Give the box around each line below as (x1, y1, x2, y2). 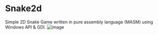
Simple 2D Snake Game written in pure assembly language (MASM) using (5, 19, 153, 25)
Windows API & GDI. (5, 24, 46, 30)
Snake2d (5, 3, 42, 14)
